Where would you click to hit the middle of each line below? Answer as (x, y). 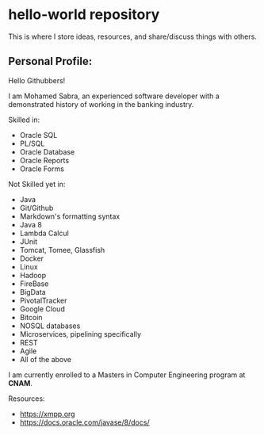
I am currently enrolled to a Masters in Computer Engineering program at (127, 375)
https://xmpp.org (47, 414)
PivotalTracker (43, 300)
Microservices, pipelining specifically (80, 334)
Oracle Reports (44, 160)
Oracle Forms (42, 169)
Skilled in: (24, 120)
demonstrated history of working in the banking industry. (101, 104)
